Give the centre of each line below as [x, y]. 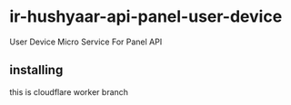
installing [36, 70]
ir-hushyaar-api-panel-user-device [146, 17]
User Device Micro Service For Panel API [86, 42]
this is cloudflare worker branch [69, 91]
